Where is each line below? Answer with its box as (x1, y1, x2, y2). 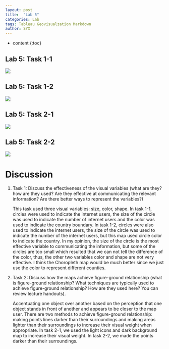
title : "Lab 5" (5, 12, 39, 17)
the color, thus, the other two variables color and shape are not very (12, 254, 154, 260)
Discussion (5, 169, 53, 180)
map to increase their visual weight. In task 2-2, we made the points (12, 333, 154, 339)
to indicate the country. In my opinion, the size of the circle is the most (12, 238, 159, 244)
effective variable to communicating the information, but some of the (12, 243, 156, 250)
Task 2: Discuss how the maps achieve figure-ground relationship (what (12, 275, 162, 281)
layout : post (5, 7, 33, 13)
